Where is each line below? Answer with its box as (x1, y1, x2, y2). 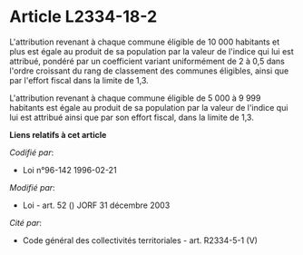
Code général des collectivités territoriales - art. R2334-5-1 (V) (22, 234, 259, 246)
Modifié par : (9, 181, 56, 192)
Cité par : (9, 217, 43, 228)
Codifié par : (9, 147, 54, 158)
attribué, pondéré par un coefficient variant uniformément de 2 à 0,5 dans (9, 55, 286, 66)
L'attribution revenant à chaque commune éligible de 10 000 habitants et (9, 36, 280, 47)
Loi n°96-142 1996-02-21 (22, 164, 117, 175)
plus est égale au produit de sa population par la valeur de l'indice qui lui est (9, 45, 295, 56)
